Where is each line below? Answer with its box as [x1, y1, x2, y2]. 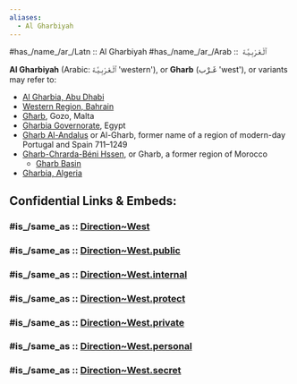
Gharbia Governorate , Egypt [21, 120, 126, 131]
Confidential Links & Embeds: [9, 193, 177, 209]
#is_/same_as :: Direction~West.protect [9, 292, 186, 304]
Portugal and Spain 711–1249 [21, 139, 128, 149]
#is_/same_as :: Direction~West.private [9, 316, 185, 329]
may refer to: [9, 73, 56, 85]
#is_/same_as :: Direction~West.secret [9, 364, 182, 377]
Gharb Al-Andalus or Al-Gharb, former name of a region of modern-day [21, 129, 286, 140]
